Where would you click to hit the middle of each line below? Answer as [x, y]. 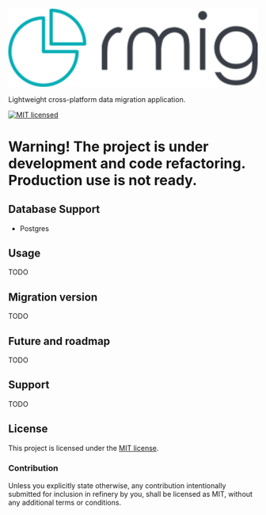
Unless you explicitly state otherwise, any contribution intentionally [117, 485]
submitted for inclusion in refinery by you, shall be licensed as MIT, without [131, 494]
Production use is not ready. [103, 180]
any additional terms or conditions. [65, 502]
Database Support [54, 209]
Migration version [53, 297]
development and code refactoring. [127, 163]
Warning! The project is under [108, 146]
